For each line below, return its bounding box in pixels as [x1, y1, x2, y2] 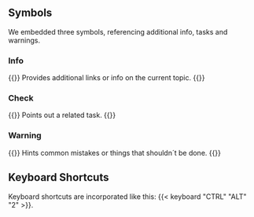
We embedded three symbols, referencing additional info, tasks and [8, 27, 228, 36]
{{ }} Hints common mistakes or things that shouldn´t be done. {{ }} [8, 148, 222, 157]
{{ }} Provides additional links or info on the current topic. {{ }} [8, 73, 205, 83]
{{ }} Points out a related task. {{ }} [8, 110, 116, 120]
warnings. [8, 35, 41, 45]
